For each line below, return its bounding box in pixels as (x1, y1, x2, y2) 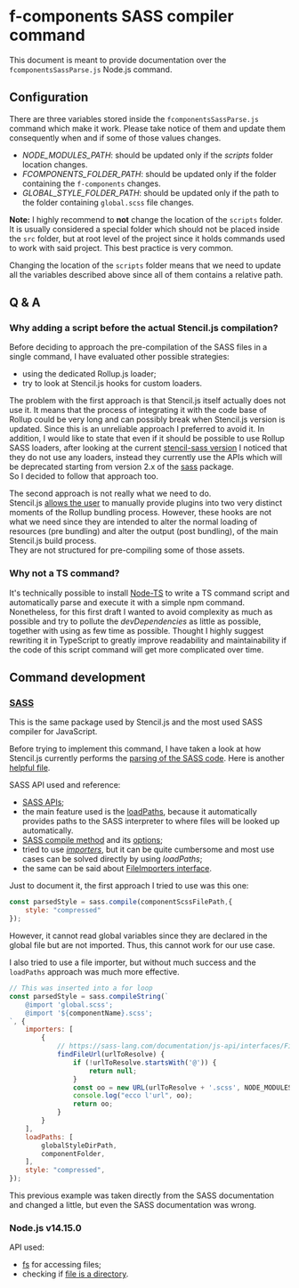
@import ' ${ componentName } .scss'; (25, 1009, 153, 1017)
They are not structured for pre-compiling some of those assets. (9, 545, 246, 555)
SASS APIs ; (21, 797, 65, 807)
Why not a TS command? (9, 567, 120, 579)
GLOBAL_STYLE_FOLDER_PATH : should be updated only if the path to (21, 187, 279, 198)
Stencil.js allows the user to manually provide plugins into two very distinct (9, 498, 283, 508)
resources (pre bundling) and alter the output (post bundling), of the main (9, 526, 279, 537)
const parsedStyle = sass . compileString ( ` (9, 992, 169, 1000)
